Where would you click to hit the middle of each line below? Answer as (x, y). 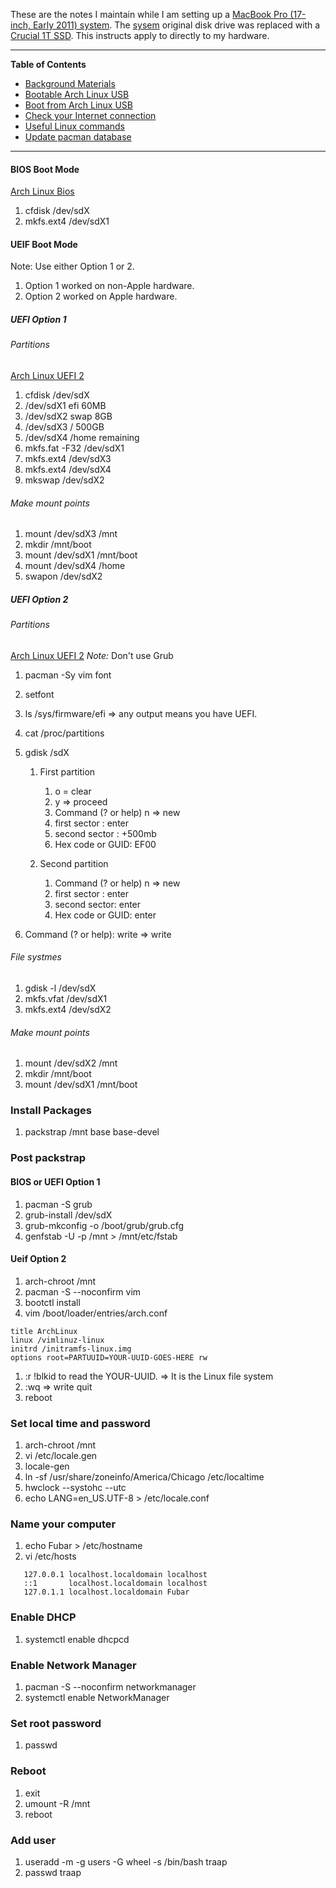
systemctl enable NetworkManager (97, 1697)
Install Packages (51, 1111)
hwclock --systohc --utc (75, 1488)
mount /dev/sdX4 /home (75, 566)
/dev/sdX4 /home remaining (82, 437)
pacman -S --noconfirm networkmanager (110, 1686)
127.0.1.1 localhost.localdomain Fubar (106, 1592)
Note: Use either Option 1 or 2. (72, 266)
